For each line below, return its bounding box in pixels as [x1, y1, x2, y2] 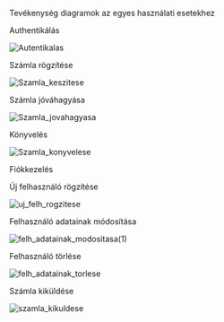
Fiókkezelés [9, 164, 54, 174]
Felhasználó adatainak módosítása [9, 216, 137, 227]
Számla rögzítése [9, 60, 73, 70]
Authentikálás [9, 25, 60, 35]
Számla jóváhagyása [9, 94, 85, 105]
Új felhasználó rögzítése [9, 181, 99, 192]
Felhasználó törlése [9, 251, 82, 261]
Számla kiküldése [9, 286, 74, 296]
